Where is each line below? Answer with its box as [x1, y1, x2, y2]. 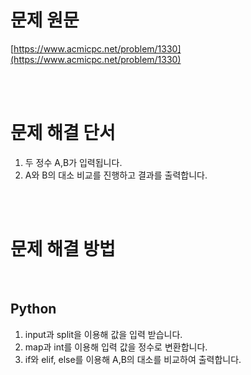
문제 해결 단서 [10, 122, 116, 145]
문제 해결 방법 [10, 238, 116, 261]
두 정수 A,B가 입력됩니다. [24, 156, 123, 168]
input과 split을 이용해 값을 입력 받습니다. [24, 328, 183, 340]
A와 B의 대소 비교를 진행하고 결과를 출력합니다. [24, 169, 208, 181]
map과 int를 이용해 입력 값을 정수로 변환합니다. [24, 341, 208, 353]
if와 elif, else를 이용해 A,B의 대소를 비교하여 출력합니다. [24, 353, 242, 365]
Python [10, 301, 57, 318]
